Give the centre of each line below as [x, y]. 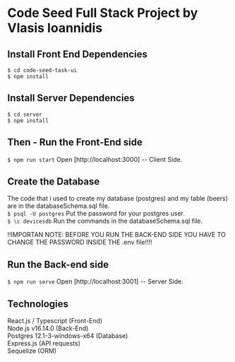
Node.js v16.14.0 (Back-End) [48, 328]
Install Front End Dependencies [78, 54]
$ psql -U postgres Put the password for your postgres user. [96, 214]
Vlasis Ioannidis [55, 28]
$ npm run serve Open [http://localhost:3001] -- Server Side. [95, 281]
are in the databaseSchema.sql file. [59, 206]
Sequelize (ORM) [32, 351]
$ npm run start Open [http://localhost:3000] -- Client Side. [95, 159]
